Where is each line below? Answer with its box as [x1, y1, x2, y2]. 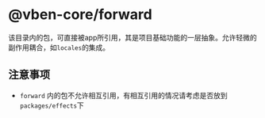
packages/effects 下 [19, 101, 85, 110]
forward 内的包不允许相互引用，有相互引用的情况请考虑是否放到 [19, 90, 228, 100]
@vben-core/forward [8, 6, 152, 24]
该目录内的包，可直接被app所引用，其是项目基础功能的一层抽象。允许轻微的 [8, 32, 258, 42]
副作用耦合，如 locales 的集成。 [8, 42, 110, 52]
